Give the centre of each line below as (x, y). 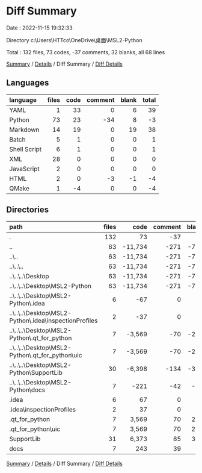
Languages (28, 83)
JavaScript (25, 169)
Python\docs (27, 390)
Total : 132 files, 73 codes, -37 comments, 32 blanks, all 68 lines (86, 52)
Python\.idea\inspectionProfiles (54, 321)
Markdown (24, 130)
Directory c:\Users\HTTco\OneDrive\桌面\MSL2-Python (74, 40)
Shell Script (26, 149)
